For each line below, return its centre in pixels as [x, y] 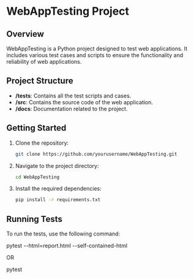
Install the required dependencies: [58, 189]
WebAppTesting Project [68, 11]
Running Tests [34, 219]
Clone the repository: [42, 143]
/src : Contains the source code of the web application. [84, 102]
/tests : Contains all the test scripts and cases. [73, 96]
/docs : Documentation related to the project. [71, 109]
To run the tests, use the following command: [63, 234]
